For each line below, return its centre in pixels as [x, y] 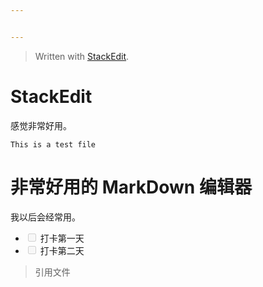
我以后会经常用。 [45, 217]
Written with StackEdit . [82, 56]
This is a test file [53, 144]
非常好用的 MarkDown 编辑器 [131, 187]
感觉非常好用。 [41, 125]
